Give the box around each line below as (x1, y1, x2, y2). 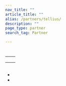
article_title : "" (5, 12, 43, 17)
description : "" (5, 21, 39, 26)
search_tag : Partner (5, 30, 48, 35)
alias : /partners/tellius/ (5, 16, 61, 21)
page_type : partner (5, 26, 46, 31)
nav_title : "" (5, 7, 35, 12)
